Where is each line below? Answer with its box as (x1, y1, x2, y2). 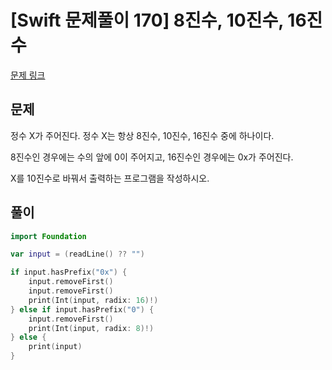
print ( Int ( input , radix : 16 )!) (28, 295, 159, 305)
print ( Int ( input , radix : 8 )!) (28, 323, 155, 333)
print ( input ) (28, 342, 83, 352)
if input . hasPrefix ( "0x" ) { (10, 267, 128, 278)
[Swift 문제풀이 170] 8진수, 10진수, (10, 9, 284, 32)
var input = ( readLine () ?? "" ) (10, 249, 145, 260)
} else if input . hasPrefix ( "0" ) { (10, 304, 155, 315)
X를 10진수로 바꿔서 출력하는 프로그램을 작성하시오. (10, 172, 210, 184)
